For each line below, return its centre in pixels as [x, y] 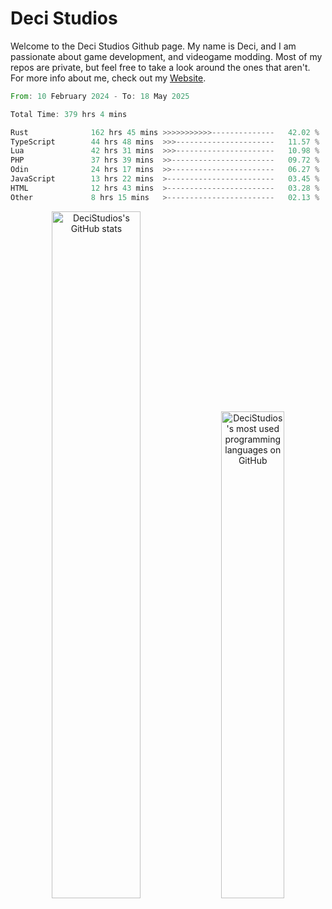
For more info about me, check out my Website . [108, 78]
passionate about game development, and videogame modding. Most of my [166, 56]
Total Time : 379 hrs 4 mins [69, 114]
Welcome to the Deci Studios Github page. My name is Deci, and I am [153, 46]
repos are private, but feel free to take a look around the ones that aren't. [160, 67]
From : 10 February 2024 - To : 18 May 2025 [100, 96]
